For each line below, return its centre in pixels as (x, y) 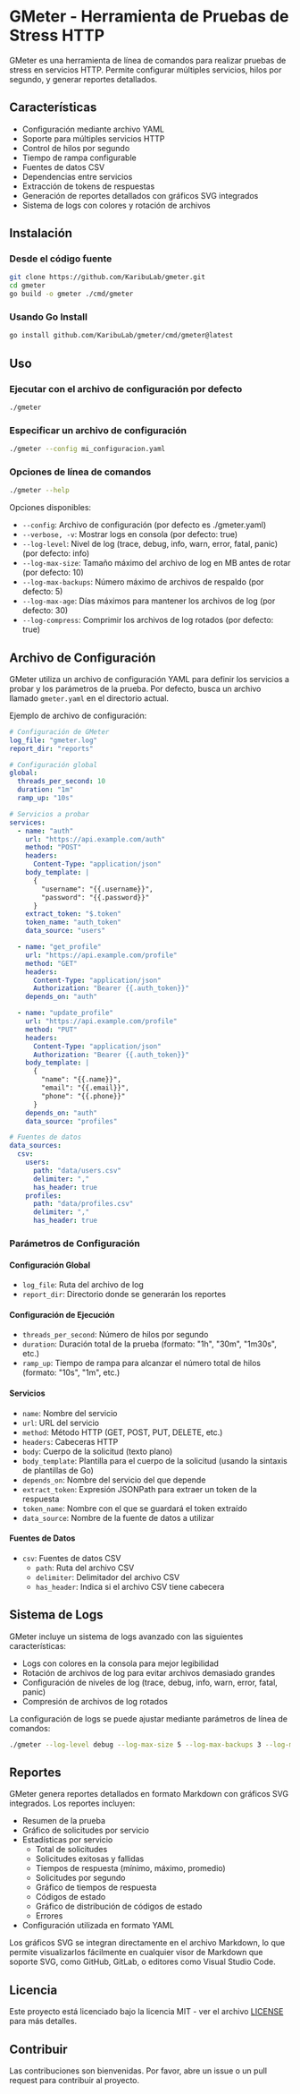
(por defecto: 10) (53, 573)
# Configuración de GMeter (59, 731)
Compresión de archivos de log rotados (95, 1701)
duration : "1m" (46, 790)
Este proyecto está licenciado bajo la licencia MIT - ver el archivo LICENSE (146, 2012)
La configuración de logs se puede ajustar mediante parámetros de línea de (149, 1718)
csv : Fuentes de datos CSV (71, 1558)
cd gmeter (28, 286)
